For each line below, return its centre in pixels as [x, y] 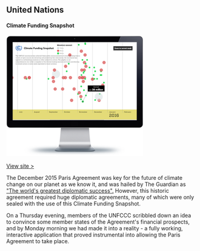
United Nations [35, 10]
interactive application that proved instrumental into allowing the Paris [93, 235]
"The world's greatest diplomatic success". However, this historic [88, 190]
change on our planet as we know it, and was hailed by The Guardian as [96, 184]
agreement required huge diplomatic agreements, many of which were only [100, 197]
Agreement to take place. [38, 241]
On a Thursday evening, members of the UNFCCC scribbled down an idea [99, 215]
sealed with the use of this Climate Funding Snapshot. [74, 204]
